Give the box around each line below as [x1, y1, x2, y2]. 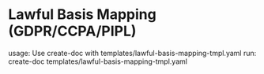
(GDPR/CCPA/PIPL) [8, 22, 137, 40]
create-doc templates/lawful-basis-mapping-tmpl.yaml [8, 57, 188, 66]
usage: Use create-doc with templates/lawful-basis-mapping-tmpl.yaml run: [8, 48, 257, 57]
